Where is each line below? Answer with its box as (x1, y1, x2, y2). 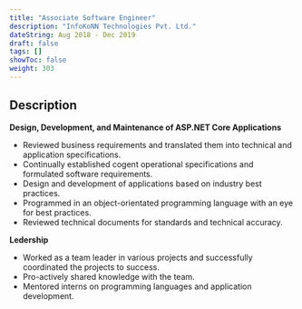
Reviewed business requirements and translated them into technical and (22, 139, 293, 150)
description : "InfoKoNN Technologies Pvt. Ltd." (9, 22, 197, 31)
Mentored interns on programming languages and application (22, 281, 252, 292)
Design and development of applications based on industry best (22, 178, 263, 189)
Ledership (9, 234, 49, 245)
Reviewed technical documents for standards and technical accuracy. (22, 216, 283, 227)
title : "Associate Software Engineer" (9, 13, 156, 23)
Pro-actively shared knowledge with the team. (22, 271, 195, 282)
